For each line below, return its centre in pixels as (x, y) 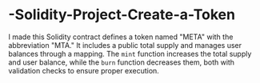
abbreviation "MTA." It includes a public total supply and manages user (125, 45)
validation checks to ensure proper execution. (84, 70)
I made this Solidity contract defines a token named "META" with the (121, 37)
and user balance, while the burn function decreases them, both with (121, 62)
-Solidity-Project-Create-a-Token (122, 15)
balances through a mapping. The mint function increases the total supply (130, 53)
